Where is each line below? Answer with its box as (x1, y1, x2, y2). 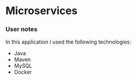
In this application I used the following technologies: (5, 38, 132, 45)
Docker (14, 69, 32, 76)
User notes (5, 25, 38, 34)
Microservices (5, 4, 78, 18)
